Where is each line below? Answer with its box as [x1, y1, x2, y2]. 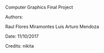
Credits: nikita [5, 43, 34, 49]
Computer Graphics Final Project [5, 4, 73, 10]
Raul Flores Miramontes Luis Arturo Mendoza [5, 23, 99, 29]
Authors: [5, 14, 23, 19]
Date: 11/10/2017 [5, 33, 39, 39]
